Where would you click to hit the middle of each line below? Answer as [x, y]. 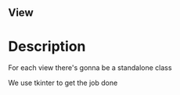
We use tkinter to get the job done [63, 83]
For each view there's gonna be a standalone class [90, 68]
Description [47, 46]
